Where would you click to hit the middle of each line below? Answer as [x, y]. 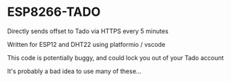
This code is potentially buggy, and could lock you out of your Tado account [115, 58]
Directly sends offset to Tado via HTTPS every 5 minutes [88, 31]
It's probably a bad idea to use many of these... [74, 71]
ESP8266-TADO [54, 12]
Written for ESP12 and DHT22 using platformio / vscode [86, 44]
